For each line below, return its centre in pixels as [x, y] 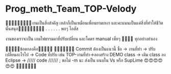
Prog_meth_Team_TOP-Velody [71, 9]
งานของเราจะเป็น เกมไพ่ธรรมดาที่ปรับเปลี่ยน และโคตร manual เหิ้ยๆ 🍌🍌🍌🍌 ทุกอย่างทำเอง [81, 39]
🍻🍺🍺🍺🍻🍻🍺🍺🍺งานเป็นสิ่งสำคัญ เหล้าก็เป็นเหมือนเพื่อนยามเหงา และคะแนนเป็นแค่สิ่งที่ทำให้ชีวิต [84, 23]
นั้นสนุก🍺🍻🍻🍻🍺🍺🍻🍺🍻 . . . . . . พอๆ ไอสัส [42, 28]
